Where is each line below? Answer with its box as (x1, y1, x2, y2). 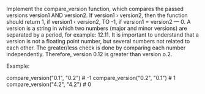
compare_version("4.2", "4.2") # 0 (6, 81, 92, 88)
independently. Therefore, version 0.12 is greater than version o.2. (6, 51, 173, 57)
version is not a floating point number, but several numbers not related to (6, 38, 190, 45)
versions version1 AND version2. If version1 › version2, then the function (6, 12, 188, 19)
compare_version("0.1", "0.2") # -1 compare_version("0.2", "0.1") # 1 (6, 74, 176, 81)
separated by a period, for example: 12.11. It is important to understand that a (6, 31, 199, 38)
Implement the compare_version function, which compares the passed (6, 5, 184, 12)
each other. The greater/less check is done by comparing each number (6, 44, 186, 51)
